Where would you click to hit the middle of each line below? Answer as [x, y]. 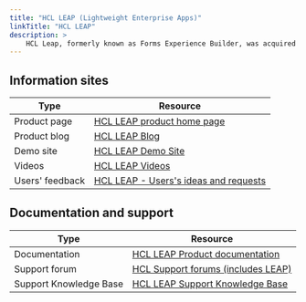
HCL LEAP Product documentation [206, 254]
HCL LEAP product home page [160, 121]
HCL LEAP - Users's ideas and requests [180, 181]
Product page [43, 121]
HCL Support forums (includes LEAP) [212, 268]
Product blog [42, 136]
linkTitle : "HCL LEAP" [53, 26]
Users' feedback [50, 181]
